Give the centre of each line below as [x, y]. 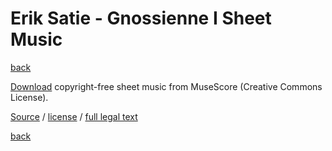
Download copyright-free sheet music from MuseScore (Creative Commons [166, 86]
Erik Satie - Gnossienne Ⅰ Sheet [141, 18]
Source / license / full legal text [74, 116]
